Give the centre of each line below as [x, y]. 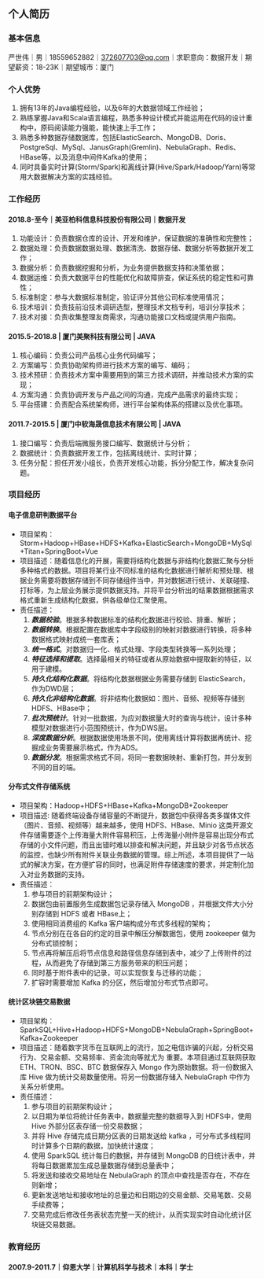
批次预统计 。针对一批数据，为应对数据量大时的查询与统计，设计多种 [141, 717]
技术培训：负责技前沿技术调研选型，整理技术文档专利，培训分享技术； [133, 307]
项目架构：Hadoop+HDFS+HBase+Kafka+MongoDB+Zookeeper [124, 805]
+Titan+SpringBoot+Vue [59, 551]
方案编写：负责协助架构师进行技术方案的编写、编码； [106, 365]
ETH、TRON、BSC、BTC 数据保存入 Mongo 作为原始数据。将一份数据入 [136, 1067]
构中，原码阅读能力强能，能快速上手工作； [88, 127]
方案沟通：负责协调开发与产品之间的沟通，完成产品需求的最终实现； [130, 395]
